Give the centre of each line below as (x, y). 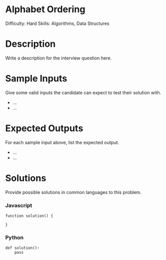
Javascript (19, 205)
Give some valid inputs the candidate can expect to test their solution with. (83, 92)
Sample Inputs (36, 78)
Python (14, 237)
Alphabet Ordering (45, 9)
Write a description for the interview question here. (58, 58)
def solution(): (22, 248)
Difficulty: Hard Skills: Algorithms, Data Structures (57, 23)
